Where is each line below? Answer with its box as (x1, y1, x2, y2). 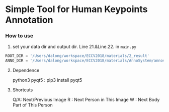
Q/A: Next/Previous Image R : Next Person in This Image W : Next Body (12, 97, 160, 103)
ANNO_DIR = (5, 58, 28, 64)
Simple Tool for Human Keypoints (5, 4, 148, 15)
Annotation (5, 14, 54, 26)
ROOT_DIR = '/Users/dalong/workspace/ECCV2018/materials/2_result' (5, 53, 150, 59)
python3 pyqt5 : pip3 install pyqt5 (12, 77, 82, 83)
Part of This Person (12, 102, 53, 108)
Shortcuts (12, 87, 33, 93)
